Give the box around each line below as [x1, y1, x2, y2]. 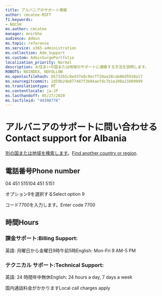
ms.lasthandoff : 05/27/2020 [5, 93, 65, 98]
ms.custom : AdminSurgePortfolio [5, 55, 74, 60]
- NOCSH [5, 21, 22, 27]
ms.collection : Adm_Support [5, 50, 65, 55]
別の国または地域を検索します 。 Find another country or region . [5, 150, 138, 156]
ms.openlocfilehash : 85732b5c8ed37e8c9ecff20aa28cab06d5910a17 [5, 74, 143, 79]
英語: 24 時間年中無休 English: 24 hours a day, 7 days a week [5, 274, 133, 280]
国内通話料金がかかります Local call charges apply [5, 285, 110, 291]
